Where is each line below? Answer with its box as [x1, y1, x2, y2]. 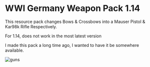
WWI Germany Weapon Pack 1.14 [5, 3, 140, 14]
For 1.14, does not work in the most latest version [5, 33, 102, 39]
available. [5, 47, 24, 53]
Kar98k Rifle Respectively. [5, 23, 57, 29]
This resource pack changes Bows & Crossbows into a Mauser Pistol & [5, 19, 146, 24]
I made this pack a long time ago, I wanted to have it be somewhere [5, 42, 139, 48]
